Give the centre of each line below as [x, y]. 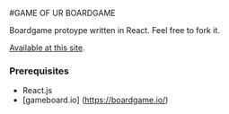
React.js [37, 91]
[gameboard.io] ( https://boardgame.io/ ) [95, 100]
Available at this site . [47, 48]
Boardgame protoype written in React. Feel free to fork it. [114, 30]
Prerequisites [39, 71]
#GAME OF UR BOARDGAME [62, 13]
